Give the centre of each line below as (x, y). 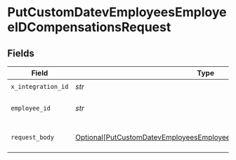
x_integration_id (40, 86)
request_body (33, 137)
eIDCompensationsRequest (89, 27)
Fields (21, 53)
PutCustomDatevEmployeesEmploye (117, 12)
